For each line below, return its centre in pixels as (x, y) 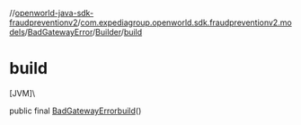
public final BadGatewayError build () (75, 111)
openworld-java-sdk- (54, 13)
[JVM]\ (22, 93)
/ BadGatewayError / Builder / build (84, 32)
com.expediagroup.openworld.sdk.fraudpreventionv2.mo (186, 22)
